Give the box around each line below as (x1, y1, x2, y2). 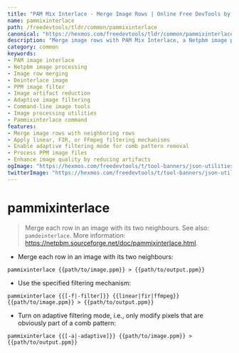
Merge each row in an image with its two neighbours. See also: (24, 223, 210, 232)
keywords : (7, 51, 37, 58)
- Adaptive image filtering (7, 97, 91, 104)
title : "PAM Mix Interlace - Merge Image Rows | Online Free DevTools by (7, 10, 231, 18)
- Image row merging (7, 70, 69, 77)
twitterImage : (7, 169, 50, 176)
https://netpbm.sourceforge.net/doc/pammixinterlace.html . (24, 238, 198, 247)
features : (7, 122, 37, 130)
